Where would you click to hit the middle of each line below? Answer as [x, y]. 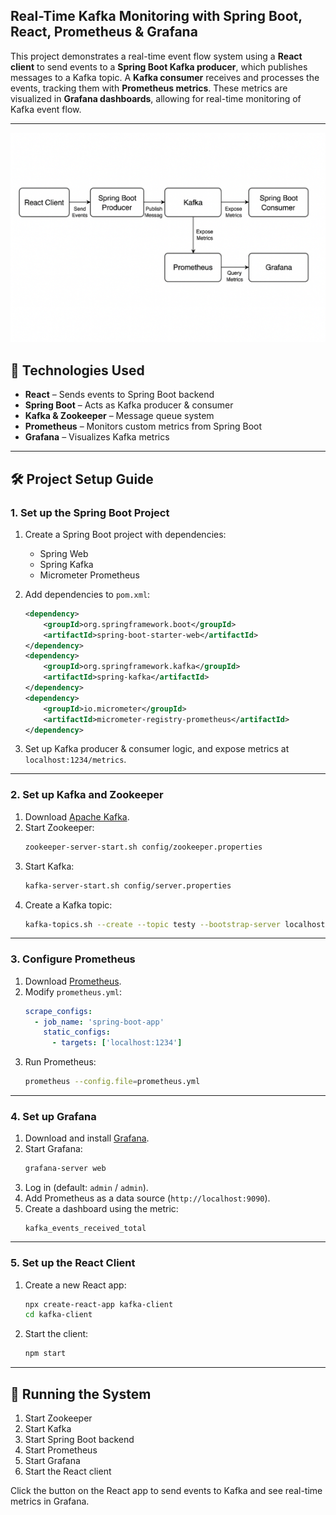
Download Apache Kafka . [77, 816]
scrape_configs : [58, 1011]
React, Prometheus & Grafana [104, 32]
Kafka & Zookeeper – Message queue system [119, 416]
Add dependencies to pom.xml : [87, 594]
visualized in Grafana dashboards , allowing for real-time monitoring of [156, 98]
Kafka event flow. [46, 109]
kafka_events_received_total [85, 1229]
